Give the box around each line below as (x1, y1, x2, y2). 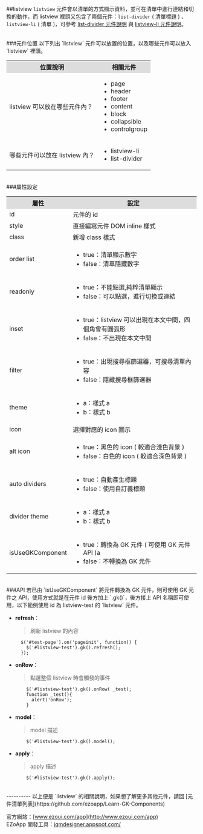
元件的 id (72, 211, 98, 219)
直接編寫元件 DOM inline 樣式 (72, 222, 156, 230)
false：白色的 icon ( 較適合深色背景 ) (83, 452, 187, 460)
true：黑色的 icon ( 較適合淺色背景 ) (83, 443, 185, 451)
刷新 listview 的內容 (30, 627, 79, 634)
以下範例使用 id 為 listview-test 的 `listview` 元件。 (16, 601, 141, 609)
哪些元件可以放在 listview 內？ (9, 151, 95, 159)
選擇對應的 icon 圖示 (72, 426, 131, 434)
